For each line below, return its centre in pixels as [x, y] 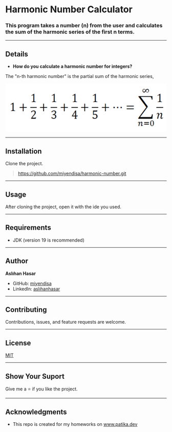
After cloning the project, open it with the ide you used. [63, 207]
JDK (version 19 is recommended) [48, 240]
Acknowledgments [36, 412]
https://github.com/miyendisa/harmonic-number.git [72, 173]
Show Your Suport [35, 376]
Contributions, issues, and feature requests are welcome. [66, 322]
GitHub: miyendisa [32, 283]
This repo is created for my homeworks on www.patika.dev [75, 424]
